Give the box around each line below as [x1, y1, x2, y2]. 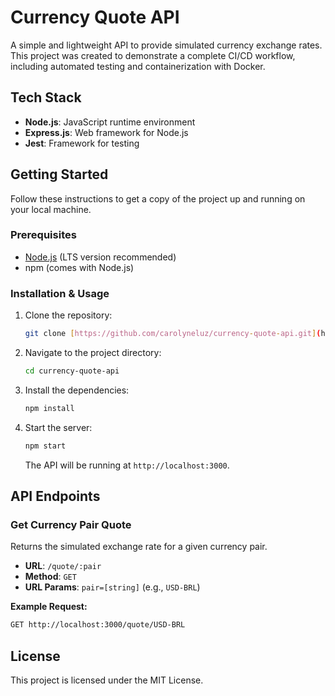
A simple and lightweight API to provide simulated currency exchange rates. [10, 39, 323, 51]
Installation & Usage [10, 286, 110, 300]
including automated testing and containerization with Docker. [10, 60, 266, 72]
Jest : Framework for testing [24, 137, 140, 149]
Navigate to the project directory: [24, 347, 162, 359]
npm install [24, 403, 75, 413]
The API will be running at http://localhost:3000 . [24, 459, 230, 471]
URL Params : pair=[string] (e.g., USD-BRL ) [24, 581, 201, 593]
